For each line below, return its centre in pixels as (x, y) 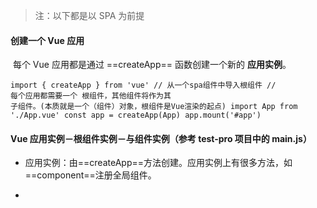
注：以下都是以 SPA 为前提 (89, 15)
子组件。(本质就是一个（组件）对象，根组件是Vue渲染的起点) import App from (154, 107)
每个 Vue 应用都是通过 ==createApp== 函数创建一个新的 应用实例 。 (152, 65)
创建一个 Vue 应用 (47, 40)
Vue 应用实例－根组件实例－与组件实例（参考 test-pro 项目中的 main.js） (161, 138)
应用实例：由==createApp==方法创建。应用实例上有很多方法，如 (158, 163)
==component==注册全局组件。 (90, 175)
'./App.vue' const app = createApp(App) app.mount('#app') (136, 115)
